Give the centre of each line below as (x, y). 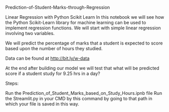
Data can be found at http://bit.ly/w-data (47, 58)
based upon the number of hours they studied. (54, 48)
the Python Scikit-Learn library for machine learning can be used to (76, 23)
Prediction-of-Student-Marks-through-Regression (58, 7)
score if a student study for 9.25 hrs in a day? (53, 73)
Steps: (12, 83)
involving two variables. (30, 33)
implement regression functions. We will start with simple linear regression (83, 28)
